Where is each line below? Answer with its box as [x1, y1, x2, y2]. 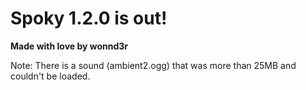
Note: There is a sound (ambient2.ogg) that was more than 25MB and [10, 59, 297, 71]
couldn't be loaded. [10, 70, 91, 82]
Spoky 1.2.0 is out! [10, 7, 168, 30]
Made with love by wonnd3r [10, 40, 129, 52]
